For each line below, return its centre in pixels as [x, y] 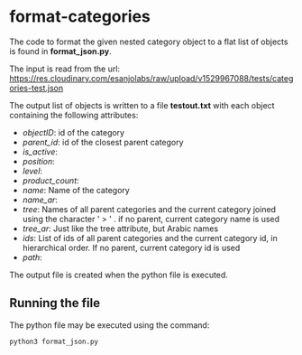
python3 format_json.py [54, 341]
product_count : [50, 180]
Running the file [55, 303]
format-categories [80, 17]
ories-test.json [37, 88]
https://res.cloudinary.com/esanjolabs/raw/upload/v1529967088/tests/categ [151, 78]
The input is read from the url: [64, 69]
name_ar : [40, 200]
